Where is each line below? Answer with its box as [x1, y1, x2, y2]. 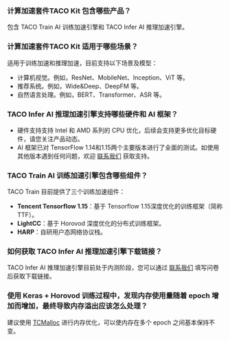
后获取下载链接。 [7, 272, 56, 281]
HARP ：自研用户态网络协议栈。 [16, 228, 106, 236]
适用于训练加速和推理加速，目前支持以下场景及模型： [7, 58, 158, 67]
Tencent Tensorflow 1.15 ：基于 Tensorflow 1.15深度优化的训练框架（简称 [16, 202, 223, 211]
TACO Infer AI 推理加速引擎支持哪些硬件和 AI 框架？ [7, 109, 179, 119]
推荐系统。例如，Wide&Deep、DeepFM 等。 [16, 82, 143, 90]
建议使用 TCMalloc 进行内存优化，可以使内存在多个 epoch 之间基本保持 [7, 318, 209, 327]
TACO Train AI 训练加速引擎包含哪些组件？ [7, 170, 148, 180]
